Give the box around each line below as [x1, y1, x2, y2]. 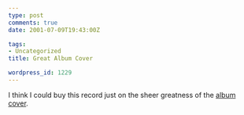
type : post [8, 11, 44, 20]
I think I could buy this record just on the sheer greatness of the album [8, 90, 236, 99]
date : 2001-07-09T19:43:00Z [8, 26, 101, 34]
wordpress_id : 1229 [8, 69, 72, 77]
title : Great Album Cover [8, 55, 93, 63]
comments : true [8, 19, 58, 27]
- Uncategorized [8, 48, 61, 56]
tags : [8, 40, 26, 48]
